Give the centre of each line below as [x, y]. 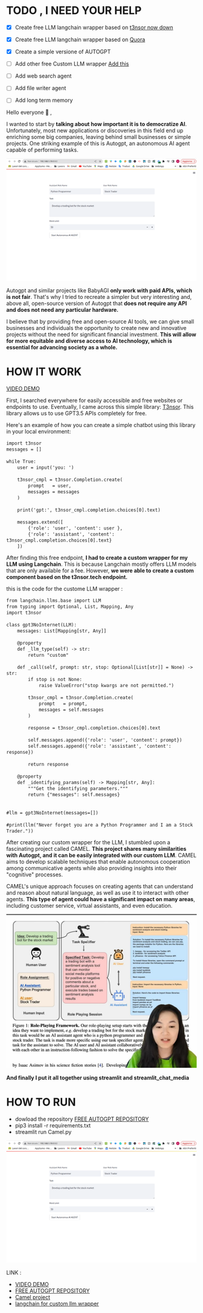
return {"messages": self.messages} [74, 794]
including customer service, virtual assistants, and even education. [89, 905]
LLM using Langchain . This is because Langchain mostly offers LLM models [101, 564]
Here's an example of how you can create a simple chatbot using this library [101, 425]
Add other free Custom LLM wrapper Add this [72, 64]
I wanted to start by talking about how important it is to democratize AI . [97, 124]
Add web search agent [43, 76]
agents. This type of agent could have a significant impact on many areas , [101, 899]
